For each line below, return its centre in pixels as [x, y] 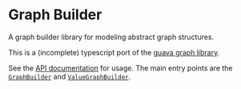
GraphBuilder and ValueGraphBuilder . [70, 76]
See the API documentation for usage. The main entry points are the [121, 68]
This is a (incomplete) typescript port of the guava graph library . [114, 52]
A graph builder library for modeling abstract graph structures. [111, 37]
